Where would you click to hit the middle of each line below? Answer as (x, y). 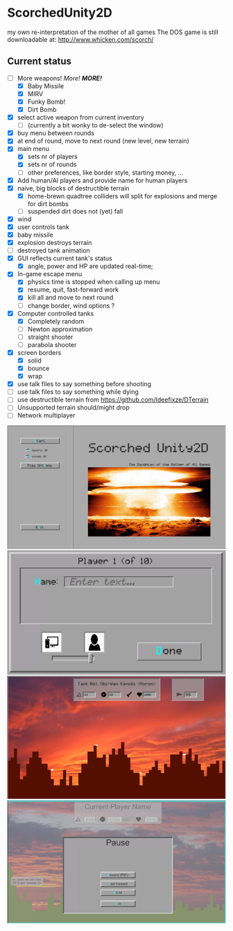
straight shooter (50, 337)
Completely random (56, 321)
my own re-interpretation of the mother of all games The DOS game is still (113, 32)
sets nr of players (52, 157)
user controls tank (43, 227)
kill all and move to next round (70, 298)
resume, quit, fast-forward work (73, 289)
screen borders (39, 352)
